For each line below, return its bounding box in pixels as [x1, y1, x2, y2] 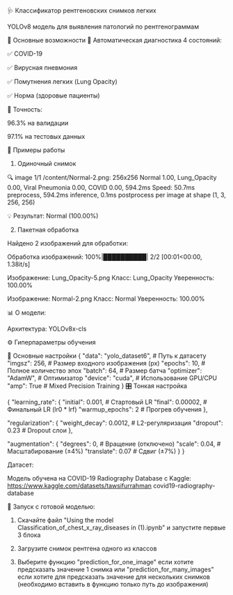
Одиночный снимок [17, 160, 77, 167]
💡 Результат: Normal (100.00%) [7, 212, 99, 220]
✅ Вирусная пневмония [7, 63, 78, 72]
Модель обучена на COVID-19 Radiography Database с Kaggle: [7, 474, 191, 482]
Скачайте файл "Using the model [17, 516, 114, 524]
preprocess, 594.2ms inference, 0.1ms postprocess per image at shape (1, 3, [7, 191, 226, 199]
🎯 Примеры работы [7, 146, 65, 154]
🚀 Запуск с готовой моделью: [7, 502, 95, 511]
